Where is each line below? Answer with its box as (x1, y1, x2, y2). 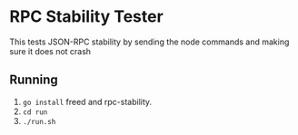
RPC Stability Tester (9, 6, 164, 27)
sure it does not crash (9, 45, 92, 56)
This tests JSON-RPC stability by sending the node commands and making (9, 36, 290, 47)
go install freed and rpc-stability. (22, 96, 153, 107)
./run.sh (22, 117, 56, 126)
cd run (22, 107, 48, 117)
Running (9, 72, 59, 88)
